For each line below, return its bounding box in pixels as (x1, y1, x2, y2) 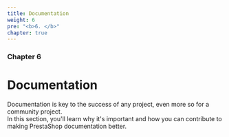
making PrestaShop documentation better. (7, 122, 127, 131)
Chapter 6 (7, 52, 41, 62)
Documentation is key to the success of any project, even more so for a (7, 101, 210, 109)
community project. (7, 107, 63, 116)
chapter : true (7, 29, 48, 36)
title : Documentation (7, 10, 69, 17)
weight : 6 (7, 17, 36, 23)
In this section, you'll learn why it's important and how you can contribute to (7, 115, 222, 123)
